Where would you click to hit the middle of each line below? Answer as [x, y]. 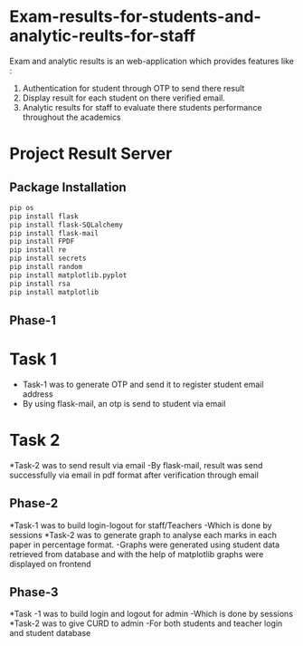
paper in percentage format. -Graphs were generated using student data [145, 545]
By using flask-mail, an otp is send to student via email [124, 403]
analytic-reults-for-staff [103, 36]
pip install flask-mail [54, 233]
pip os [22, 207]
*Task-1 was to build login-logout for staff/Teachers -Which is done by [141, 525]
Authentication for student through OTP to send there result [133, 88]
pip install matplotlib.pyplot [68, 275]
